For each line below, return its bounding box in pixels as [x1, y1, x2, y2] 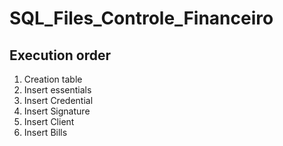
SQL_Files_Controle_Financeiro [9, 7, 274, 30]
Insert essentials [23, 84, 92, 96]
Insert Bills [23, 127, 68, 138]
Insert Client [23, 116, 75, 127]
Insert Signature [23, 105, 91, 117]
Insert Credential [23, 95, 94, 106]
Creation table [23, 73, 83, 85]
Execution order [9, 47, 111, 64]
